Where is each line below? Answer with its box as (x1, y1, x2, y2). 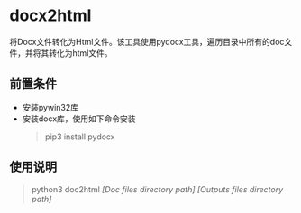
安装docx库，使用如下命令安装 (22, 113, 137, 124)
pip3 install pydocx (44, 131, 115, 142)
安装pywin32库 (22, 102, 79, 112)
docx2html (9, 5, 92, 26)
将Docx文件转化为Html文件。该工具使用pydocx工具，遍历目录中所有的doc (9, 36, 285, 47)
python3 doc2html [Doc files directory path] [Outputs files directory (31, 183, 284, 194)
